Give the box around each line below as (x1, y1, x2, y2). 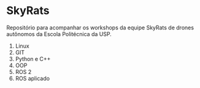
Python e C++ (15, 55, 51, 62)
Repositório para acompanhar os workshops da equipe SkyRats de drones (6, 24, 194, 31)
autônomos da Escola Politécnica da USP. (6, 30, 112, 37)
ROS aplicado (15, 75, 50, 82)
